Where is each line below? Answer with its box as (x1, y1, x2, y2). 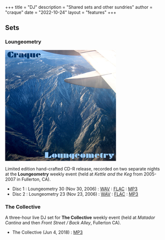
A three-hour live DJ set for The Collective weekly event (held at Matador (5, 214, 155, 220)
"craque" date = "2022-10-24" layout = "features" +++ (5, 9, 117, 15)
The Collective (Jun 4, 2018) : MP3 (12, 229, 83, 235)
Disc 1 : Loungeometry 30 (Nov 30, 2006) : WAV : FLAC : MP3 (12, 186, 138, 192)
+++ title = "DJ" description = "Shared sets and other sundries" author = (5, 4, 153, 10)
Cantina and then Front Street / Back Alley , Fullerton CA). (5, 219, 121, 226)
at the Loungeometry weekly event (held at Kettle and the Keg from (5, 171, 143, 177)
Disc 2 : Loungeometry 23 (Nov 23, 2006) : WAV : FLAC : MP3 (12, 191, 138, 197)
